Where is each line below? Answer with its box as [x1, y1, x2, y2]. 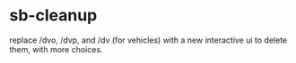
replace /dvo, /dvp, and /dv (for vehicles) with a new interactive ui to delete [9, 35, 288, 45]
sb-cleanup [9, 5, 98, 26]
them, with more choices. [9, 43, 103, 54]
